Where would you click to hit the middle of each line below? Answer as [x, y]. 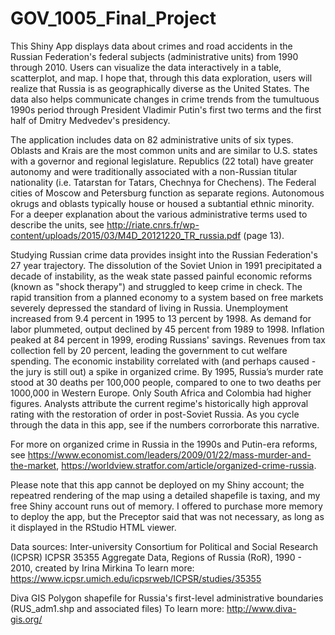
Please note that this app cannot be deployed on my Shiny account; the [157, 484]
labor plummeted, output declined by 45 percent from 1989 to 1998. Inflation [167, 329]
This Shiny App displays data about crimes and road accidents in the [151, 46]
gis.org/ [26, 619]
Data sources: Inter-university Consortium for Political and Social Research [164, 546]
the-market [33, 465]
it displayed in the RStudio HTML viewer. [93, 527]
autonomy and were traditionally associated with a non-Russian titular [154, 171]
